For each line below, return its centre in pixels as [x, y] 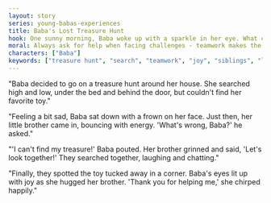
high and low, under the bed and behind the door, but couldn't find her [125, 92]
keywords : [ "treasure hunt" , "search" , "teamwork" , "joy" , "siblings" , [131, 61]
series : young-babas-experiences [65, 23]
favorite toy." [29, 101]
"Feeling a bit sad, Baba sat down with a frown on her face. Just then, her [130, 116]
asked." [21, 133]
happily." [23, 190]
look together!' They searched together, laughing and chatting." [114, 157]
